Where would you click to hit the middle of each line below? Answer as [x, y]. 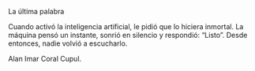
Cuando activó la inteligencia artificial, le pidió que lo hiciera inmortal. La [126, 26]
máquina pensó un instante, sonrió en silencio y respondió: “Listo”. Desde [128, 35]
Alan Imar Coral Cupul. [45, 59]
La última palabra [36, 11]
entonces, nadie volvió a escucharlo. [68, 43]
